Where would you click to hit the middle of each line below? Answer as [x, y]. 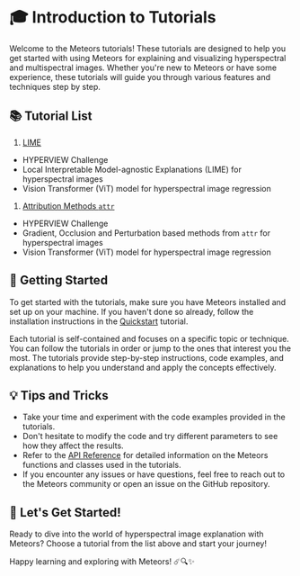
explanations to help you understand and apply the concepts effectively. [143, 367]
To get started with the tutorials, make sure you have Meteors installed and [148, 301]
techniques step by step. [55, 86]
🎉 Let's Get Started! [65, 513]
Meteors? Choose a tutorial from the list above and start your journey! [138, 544]
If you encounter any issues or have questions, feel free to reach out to [154, 474]
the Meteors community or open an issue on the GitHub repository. [146, 484]
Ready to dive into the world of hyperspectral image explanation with [137, 534]
